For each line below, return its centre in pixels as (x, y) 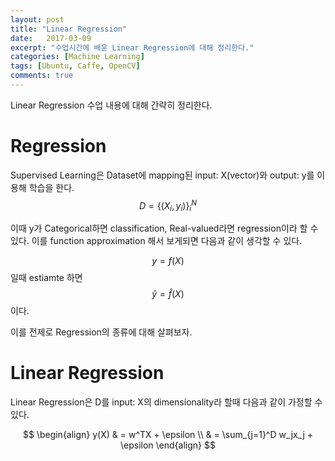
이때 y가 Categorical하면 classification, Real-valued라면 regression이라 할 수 (164, 228)
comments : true (42, 76)
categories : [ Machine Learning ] (77, 57)
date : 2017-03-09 (51, 38)
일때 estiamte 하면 (46, 278)
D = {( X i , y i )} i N (167, 205)
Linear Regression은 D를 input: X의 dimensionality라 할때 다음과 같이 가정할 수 (166, 402)
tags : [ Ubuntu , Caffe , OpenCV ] (75, 66)
